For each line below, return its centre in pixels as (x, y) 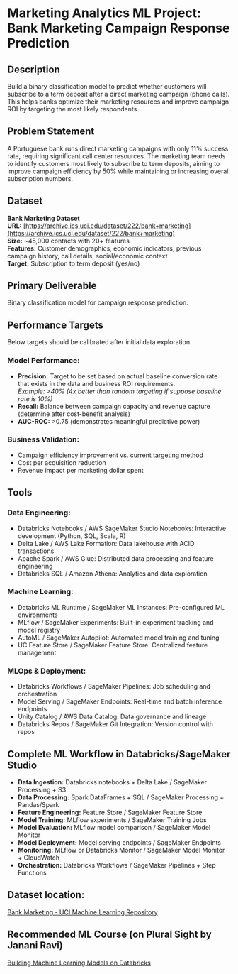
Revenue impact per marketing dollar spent (80, 470)
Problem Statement (51, 132)
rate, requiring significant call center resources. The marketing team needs (117, 156)
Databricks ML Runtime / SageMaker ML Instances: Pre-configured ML (121, 607)
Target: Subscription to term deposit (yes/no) (74, 263)
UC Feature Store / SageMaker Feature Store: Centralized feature (113, 645)
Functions (32, 872)
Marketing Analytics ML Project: (104, 13)
